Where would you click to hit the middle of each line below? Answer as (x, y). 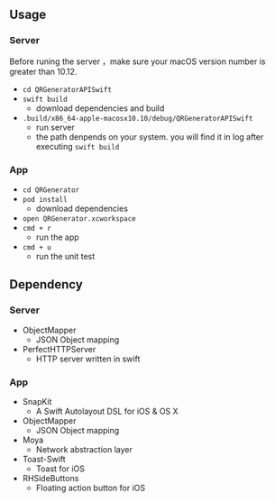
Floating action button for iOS (91, 488)
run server (55, 127)
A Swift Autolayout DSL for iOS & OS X (107, 411)
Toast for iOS (60, 469)
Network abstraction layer (84, 449)
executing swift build (78, 146)
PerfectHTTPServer (59, 349)
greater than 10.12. (43, 71)
